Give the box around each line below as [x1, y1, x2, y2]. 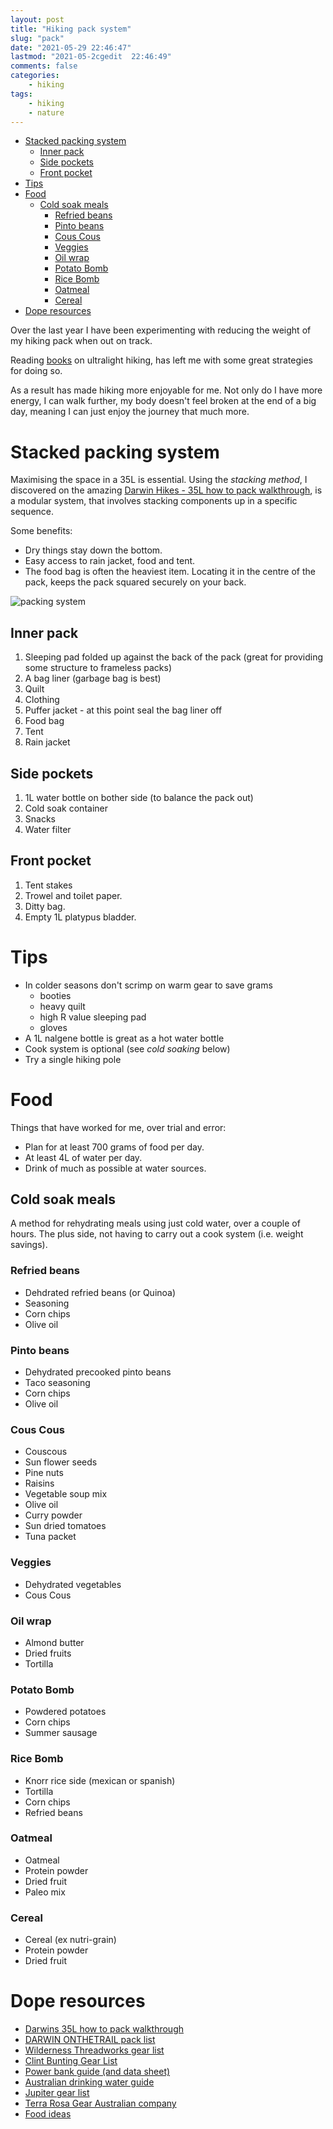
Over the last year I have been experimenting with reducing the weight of [10, 324, 312, 336]
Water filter [24, 823, 72, 835]
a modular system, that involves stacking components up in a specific [10, 495, 298, 507]
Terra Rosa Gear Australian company [24, 2097, 177, 2110]
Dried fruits [24, 1647, 72, 1659]
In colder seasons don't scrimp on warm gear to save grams [24, 979, 273, 991]
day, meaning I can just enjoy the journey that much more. [10, 406, 250, 418]
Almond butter [24, 1636, 85, 1648]
